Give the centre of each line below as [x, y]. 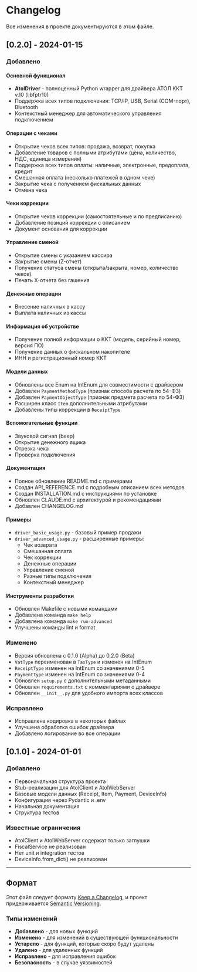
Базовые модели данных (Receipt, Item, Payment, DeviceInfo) [91, 794]
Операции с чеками [32, 133]
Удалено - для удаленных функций [59, 950]
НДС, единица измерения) [48, 158]
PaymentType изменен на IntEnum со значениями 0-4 [80, 674]
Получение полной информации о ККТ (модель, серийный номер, [98, 339]
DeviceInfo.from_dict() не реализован [61, 859]
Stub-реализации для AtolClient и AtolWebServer [75, 787]
